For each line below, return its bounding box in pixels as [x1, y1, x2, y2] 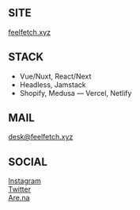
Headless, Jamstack [19, 79, 86, 90]
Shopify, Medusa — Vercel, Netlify [19, 88, 132, 97]
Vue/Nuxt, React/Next [19, 71, 92, 81]
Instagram [8, 176, 41, 185]
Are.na [8, 193, 30, 203]
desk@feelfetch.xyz [8, 132, 74, 142]
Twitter [8, 185, 32, 194]
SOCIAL [8, 155, 47, 169]
